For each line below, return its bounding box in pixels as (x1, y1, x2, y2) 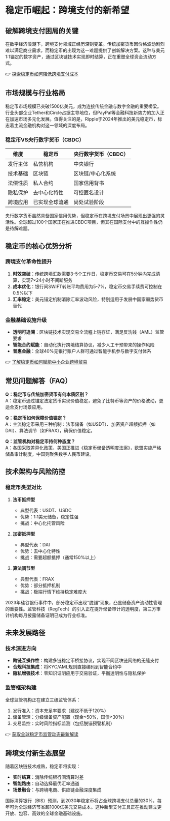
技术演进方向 (5, 644, 37, 652)
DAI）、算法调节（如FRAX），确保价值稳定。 (5, 427, 95, 433)
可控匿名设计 (73, 189, 105, 196)
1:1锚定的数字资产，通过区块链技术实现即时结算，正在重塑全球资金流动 (5, 54, 152, 60)
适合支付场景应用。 (5, 404, 46, 410)
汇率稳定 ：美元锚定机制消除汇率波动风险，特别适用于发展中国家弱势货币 (12, 296, 163, 302)
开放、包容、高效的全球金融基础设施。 (5, 810, 85, 816)
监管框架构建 (5, 684, 37, 691)
